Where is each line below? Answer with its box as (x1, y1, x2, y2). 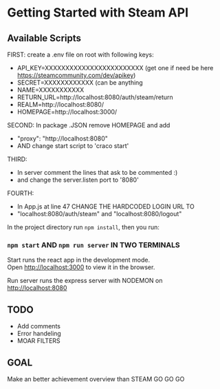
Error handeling (16, 329, 62, 338)
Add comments (16, 322, 60, 330)
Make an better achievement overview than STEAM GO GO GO (7, 375, 185, 383)
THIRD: (7, 155, 27, 163)
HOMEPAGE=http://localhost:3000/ (16, 108, 118, 116)
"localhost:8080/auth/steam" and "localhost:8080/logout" (16, 210, 182, 218)
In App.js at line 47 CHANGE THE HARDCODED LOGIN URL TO (16, 202, 195, 211)
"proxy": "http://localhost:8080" (16, 134, 109, 143)
